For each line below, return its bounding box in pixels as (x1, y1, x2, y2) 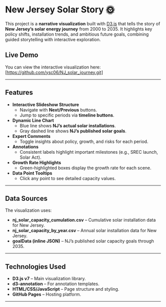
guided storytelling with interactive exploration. (5, 36, 101, 42)
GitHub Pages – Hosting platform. (12, 292, 82, 298)
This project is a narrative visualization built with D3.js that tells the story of (5, 20, 161, 26)
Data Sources (5, 194, 48, 202)
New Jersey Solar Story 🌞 (5, 4, 115, 15)
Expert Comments (12, 133, 51, 139)
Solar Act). (19, 154, 41, 160)
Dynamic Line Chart (12, 117, 54, 123)
